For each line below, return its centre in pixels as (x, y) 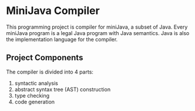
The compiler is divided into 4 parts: (50, 72)
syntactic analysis (36, 83)
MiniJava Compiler (53, 11)
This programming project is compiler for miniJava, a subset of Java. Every (97, 27)
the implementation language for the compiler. (62, 39)
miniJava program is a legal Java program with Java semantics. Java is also (98, 33)
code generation (34, 102)
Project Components (45, 58)
